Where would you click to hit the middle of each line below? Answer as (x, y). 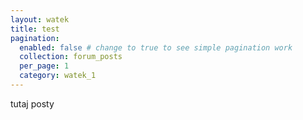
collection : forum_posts (71, 57)
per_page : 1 (44, 66)
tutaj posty (32, 103)
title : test (35, 29)
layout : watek (40, 19)
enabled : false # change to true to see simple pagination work (156, 47)
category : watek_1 (58, 76)
